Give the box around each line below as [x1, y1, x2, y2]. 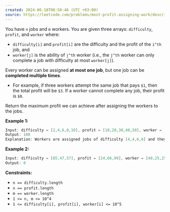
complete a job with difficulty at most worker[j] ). [12, 57, 115, 63]
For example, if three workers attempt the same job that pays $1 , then [12, 82, 158, 88]
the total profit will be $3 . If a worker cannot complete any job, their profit [12, 87, 165, 93]
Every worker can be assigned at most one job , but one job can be [5, 67, 145, 73]
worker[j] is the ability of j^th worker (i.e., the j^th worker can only [12, 51, 155, 58]
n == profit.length [12, 185, 54, 191]
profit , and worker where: [5, 31, 60, 37]
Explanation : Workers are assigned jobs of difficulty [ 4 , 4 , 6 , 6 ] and [5, 137, 155, 142]
